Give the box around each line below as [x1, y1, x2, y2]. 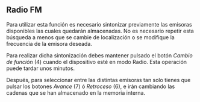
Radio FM [6, 5, 42, 15]
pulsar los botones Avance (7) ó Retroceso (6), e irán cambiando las [6, 83, 175, 90]
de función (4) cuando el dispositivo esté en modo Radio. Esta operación [6, 58, 187, 65]
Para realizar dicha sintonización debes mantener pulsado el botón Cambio [6, 51, 193, 59]
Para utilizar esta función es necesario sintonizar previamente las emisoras [6, 21, 192, 28]
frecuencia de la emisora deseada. [6, 40, 92, 47]
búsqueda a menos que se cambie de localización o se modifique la [6, 33, 175, 41]
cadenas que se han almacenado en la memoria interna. [6, 89, 146, 96]
